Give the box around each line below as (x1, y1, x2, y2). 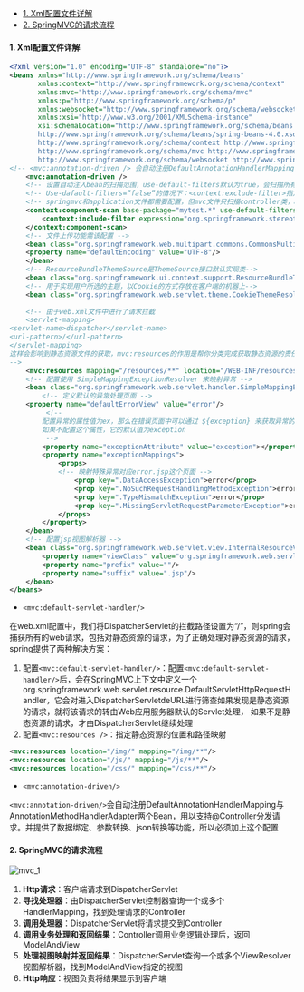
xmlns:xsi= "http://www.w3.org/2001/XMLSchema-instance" (37, 113, 253, 123)
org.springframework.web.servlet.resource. (22, 684, 185, 695)
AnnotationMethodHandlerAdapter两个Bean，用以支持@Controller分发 (9, 810, 273, 821)
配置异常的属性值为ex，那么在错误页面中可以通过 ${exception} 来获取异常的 (42, 417, 296, 426)
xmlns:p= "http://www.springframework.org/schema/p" (37, 96, 237, 105)
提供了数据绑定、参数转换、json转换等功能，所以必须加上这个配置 (33, 821, 279, 832)
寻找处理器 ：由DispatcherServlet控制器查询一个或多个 (22, 895, 225, 906)
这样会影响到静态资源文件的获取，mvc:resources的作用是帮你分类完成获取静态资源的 (9, 349, 285, 358)
